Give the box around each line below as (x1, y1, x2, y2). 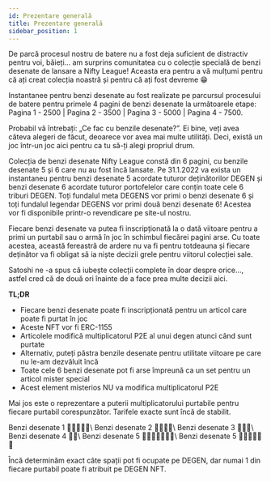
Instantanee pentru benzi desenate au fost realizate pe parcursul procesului (8, 91, 261, 100)
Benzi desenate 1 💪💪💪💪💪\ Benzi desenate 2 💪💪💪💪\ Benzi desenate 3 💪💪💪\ (8, 423, 254, 433)
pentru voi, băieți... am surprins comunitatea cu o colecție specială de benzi (8, 58, 261, 67)
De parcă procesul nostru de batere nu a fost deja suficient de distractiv (8, 49, 248, 59)
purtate (19, 339, 45, 349)
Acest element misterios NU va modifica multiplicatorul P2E (19, 382, 219, 393)
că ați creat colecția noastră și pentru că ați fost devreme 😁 (8, 75, 208, 85)
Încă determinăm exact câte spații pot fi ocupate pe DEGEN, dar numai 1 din (8, 455, 261, 466)
